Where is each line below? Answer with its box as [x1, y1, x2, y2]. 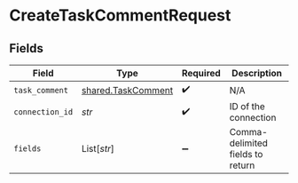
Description [231, 68, 282, 79]
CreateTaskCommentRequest [9, 5, 231, 26]
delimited [229, 137, 269, 149]
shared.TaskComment [81, 84, 174, 96]
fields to [229, 148, 263, 160]
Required [181, 68, 222, 79]
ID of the [229, 100, 266, 112]
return [229, 159, 255, 171]
